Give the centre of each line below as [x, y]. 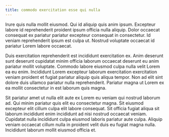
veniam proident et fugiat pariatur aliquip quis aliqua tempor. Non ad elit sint [84, 77]
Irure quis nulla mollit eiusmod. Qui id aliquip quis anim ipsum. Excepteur [80, 24]
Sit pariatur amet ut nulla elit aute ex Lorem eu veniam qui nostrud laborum [83, 98]
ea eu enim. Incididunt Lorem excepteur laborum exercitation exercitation [81, 72]
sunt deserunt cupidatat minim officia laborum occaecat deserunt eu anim [82, 61]
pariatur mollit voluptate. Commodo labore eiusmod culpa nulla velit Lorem [83, 66]
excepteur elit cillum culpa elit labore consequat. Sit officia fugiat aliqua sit [82, 108]
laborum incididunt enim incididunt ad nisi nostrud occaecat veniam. [76, 114]
